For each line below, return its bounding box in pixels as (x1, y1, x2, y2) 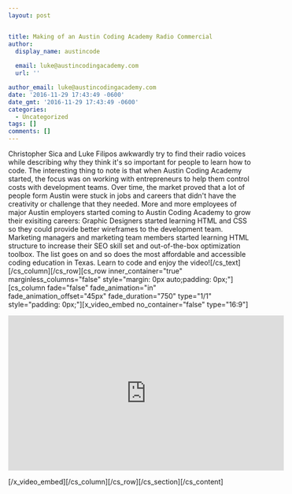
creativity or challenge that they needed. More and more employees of (8, 199, 238, 209)
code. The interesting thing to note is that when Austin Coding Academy (8, 166, 242, 175)
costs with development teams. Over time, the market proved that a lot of (8, 183, 246, 191)
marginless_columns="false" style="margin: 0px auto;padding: (8, 275, 212, 284)
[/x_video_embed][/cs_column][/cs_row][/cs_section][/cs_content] (8, 477, 224, 486)
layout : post (8, 11, 51, 20)
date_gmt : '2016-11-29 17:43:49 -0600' (8, 98, 139, 106)
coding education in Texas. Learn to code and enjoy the (8, 258, 189, 267)
